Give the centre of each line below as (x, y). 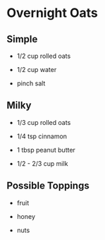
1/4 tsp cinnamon (42, 136)
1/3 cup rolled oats (44, 122)
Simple (22, 39)
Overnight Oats (52, 13)
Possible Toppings (48, 186)
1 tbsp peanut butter (46, 150)
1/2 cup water (37, 70)
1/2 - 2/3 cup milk (42, 163)
